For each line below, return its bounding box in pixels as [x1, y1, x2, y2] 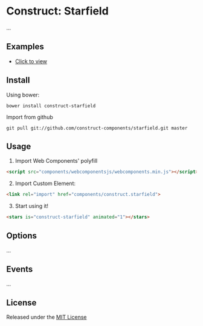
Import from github [6, 113, 53, 121]
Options [6, 231, 37, 241]
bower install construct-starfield [6, 102, 96, 109]
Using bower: [6, 91, 40, 98]
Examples [6, 42, 44, 52]
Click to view [14, 57, 47, 64]
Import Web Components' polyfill [14, 157, 98, 165]
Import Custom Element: [14, 180, 76, 187]
